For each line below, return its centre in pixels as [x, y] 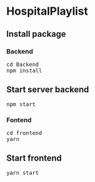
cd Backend [23, 64]
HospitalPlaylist [47, 11]
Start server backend [48, 90]
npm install [24, 70]
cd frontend [24, 133]
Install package [36, 34]
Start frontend [34, 158]
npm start [21, 104]
